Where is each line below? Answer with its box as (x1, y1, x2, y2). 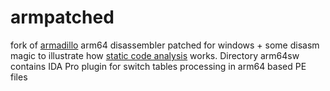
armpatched (10, 6, 115, 29)
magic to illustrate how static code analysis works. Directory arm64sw (10, 49, 300, 61)
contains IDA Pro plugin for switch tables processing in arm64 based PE (10, 60, 307, 72)
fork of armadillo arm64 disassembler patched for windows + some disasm (10, 39, 320, 51)
